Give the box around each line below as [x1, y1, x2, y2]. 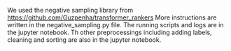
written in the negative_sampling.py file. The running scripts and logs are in [7, 21, 224, 29]
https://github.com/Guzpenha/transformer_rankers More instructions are [7, 13, 217, 22]
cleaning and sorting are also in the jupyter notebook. [7, 36, 162, 44]
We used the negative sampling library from [7, 6, 134, 14]
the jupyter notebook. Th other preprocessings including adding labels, [7, 28, 212, 36]
